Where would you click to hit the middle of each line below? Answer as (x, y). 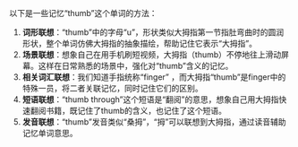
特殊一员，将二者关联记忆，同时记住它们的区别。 (112, 88)
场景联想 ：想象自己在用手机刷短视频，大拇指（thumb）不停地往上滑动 (152, 55)
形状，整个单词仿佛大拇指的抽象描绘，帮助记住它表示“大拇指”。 (140, 43)
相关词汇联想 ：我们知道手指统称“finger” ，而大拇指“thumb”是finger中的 (154, 77)
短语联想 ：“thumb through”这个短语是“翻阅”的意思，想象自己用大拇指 (150, 99)
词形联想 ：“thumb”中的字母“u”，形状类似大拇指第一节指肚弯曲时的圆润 (153, 32)
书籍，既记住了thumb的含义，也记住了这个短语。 (136, 111)
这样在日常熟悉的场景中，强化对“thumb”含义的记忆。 (136, 66)
